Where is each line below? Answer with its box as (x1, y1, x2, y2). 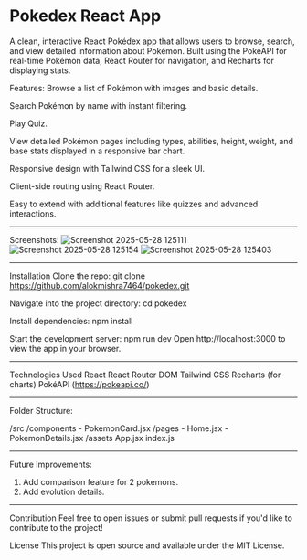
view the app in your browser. (9, 343, 122, 354)
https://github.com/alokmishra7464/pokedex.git (9, 280, 190, 291)
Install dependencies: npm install (9, 315, 133, 326)
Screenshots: (9, 234, 59, 245)
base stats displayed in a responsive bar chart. (9, 145, 185, 156)
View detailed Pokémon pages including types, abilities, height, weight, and (9, 135, 294, 146)
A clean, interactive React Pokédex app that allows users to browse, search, (9, 36, 295, 47)
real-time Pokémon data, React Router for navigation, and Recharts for (9, 55, 274, 66)
